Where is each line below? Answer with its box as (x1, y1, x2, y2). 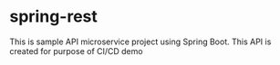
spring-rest (9, 6, 98, 27)
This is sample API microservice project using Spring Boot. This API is (9, 36, 272, 47)
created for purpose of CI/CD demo (9, 45, 143, 56)
